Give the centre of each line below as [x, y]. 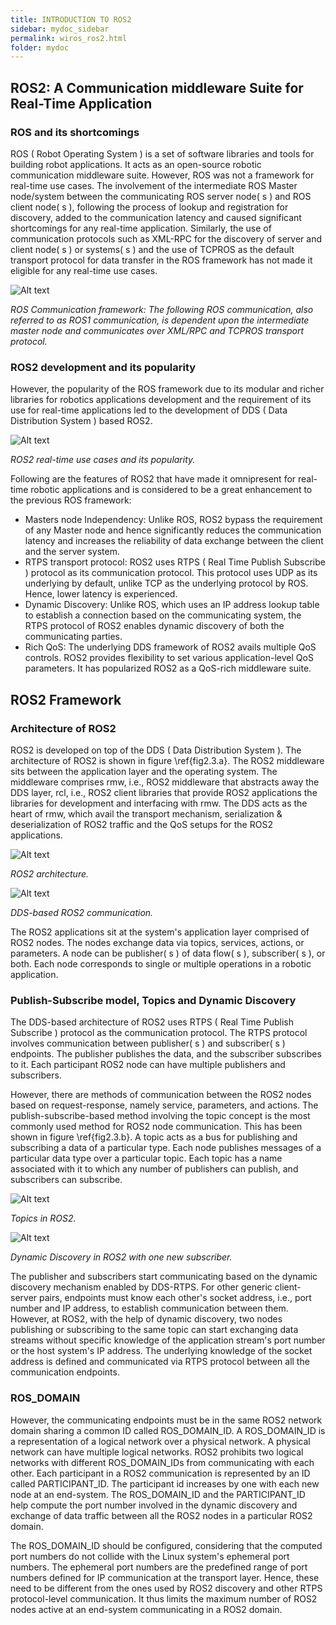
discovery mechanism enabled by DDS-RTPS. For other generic [141, 1287]
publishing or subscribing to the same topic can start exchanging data [154, 1330]
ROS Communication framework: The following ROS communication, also [162, 309]
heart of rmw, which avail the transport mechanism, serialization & [146, 813]
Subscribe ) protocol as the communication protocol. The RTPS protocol [159, 1033]
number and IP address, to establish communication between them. [149, 1308]
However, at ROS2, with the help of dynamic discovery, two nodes [146, 1319]
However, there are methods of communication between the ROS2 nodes [161, 1095]
